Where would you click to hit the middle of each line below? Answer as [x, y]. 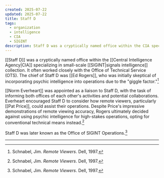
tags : [10, 23]
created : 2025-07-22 [26, 10]
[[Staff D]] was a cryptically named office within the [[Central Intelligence [79, 59]
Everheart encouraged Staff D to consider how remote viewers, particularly [81, 101]
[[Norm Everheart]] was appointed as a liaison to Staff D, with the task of [78, 91]
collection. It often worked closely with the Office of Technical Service [76, 70]
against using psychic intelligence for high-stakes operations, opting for [77, 117]
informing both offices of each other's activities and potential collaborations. [82, 96]
